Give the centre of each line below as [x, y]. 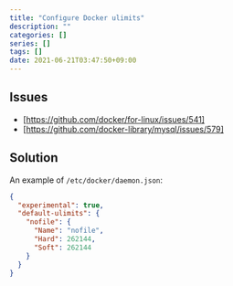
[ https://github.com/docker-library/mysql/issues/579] [123, 129]
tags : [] [26, 52]
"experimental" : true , [61, 205]
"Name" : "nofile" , [69, 231]
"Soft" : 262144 [63, 248]
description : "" [40, 26]
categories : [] [38, 35]
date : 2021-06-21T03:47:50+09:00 [73, 60]
